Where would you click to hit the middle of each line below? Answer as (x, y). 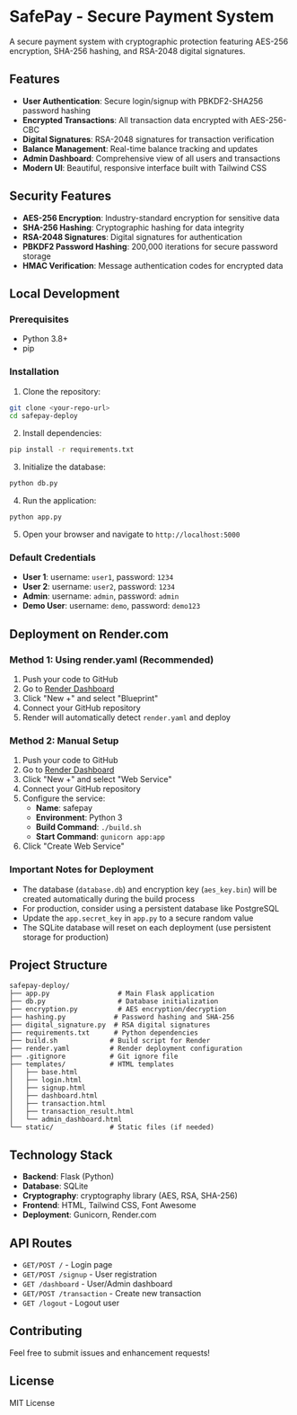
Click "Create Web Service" (74, 846)
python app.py (36, 517)
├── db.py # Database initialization (114, 1001)
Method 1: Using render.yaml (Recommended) (112, 660)
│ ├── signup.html (48, 1088)
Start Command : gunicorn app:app (100, 837)
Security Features (61, 196)
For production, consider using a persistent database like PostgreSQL (151, 908)
